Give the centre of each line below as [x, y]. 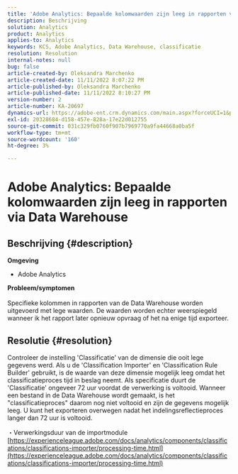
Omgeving [23, 260]
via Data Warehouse [68, 217]
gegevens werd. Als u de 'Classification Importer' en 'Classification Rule [113, 365]
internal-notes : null [39, 60]
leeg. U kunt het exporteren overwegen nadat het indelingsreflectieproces [115, 410]
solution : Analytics [38, 27]
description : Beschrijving [47, 21]
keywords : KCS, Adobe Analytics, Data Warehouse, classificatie [104, 47]
